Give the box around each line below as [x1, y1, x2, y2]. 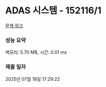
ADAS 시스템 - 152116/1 [5, 5, 102, 16]
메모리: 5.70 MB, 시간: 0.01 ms [5, 49, 67, 55]
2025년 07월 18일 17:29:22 [5, 76, 60, 82]
